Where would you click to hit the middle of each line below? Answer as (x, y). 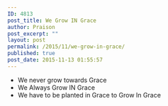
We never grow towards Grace (62, 80)
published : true (31, 54)
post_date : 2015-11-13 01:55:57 (55, 60)
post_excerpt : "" (33, 34)
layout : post (27, 40)
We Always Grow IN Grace (56, 87)
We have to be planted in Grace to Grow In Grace (89, 95)
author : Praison (31, 27)
